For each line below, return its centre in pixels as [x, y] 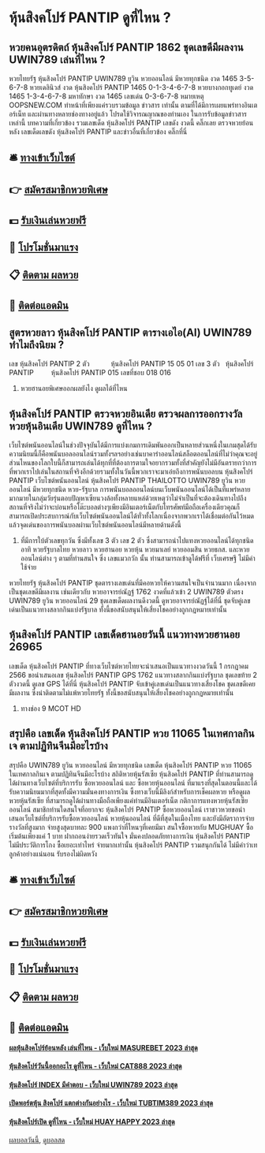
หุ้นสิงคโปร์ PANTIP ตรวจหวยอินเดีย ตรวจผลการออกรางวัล [126, 413]
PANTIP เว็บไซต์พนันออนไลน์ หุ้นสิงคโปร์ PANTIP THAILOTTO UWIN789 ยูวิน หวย [127, 480]
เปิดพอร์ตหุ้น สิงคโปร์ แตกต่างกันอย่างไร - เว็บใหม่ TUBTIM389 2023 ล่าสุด [111, 1103]
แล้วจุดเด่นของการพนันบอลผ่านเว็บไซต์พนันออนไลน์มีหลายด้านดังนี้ [95, 524]
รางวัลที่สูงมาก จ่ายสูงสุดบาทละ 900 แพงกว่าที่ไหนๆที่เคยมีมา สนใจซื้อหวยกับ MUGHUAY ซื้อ [131, 827]
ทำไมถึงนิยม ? [37, 345]
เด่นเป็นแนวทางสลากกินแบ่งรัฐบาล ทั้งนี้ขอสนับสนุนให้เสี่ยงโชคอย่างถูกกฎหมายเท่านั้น [118, 609]
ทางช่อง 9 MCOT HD [50, 708]
